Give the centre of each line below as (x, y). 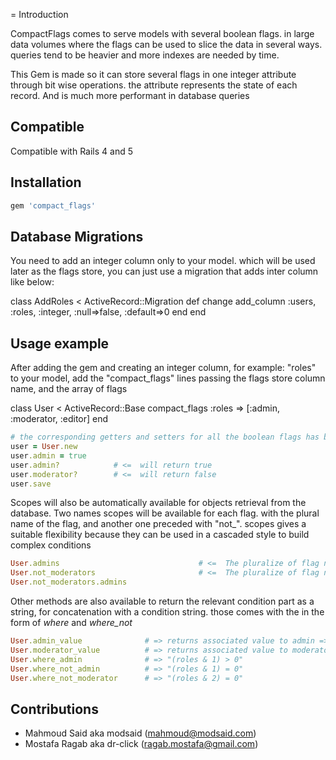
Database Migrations (77, 236)
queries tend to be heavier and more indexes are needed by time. (145, 55)
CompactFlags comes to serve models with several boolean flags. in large (162, 33)
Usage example (60, 343)
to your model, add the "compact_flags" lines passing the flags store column (168, 378)
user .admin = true (48, 455)
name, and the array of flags (69, 389)
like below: (32, 282)
